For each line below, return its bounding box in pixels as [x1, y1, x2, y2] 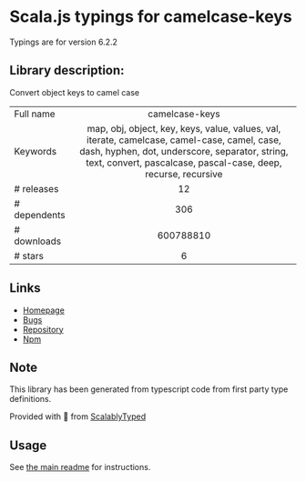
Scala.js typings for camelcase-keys [9, 6, 293, 27]
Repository [22, 324, 64, 335]
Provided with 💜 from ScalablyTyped [9, 411, 147, 422]
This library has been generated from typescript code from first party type [9, 384, 289, 395]
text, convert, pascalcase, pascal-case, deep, [86, 156, 282, 169]
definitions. [9, 394, 52, 405]
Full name [14, 107, 56, 120]
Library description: [9, 63, 125, 78]
